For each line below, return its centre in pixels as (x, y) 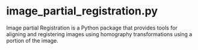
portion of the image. (32, 40)
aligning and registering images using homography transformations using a (99, 34)
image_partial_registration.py (82, 11)
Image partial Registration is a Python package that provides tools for (92, 28)
